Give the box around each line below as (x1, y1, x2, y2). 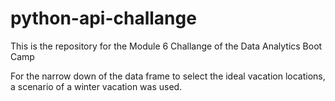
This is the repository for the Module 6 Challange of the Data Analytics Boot (10, 40, 323, 52)
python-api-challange (10, 7, 197, 30)
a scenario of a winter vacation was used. (10, 80, 183, 92)
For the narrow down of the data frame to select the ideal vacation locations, (10, 70, 326, 82)
